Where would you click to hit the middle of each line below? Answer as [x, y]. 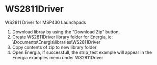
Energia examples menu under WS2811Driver [58, 57]
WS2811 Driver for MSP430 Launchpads [46, 22]
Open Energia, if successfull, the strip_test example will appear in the [82, 52]
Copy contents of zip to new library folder [54, 47]
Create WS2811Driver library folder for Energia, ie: [62, 37]
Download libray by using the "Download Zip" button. [66, 32]
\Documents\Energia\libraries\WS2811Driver [56, 42]
